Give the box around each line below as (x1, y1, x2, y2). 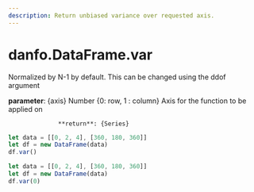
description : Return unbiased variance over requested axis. (8, 11, 215, 20)
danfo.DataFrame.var (8, 45, 153, 63)
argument (8, 80, 40, 90)
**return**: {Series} (58, 120, 129, 128)
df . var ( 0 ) (8, 177, 41, 185)
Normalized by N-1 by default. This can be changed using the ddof (8, 72, 226, 82)
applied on (8, 104, 44, 113)
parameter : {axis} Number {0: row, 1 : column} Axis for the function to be (8, 96, 247, 106)
